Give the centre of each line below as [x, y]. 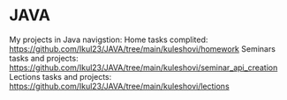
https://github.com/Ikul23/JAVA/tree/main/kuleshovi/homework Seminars [143, 48]
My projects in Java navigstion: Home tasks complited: [109, 39]
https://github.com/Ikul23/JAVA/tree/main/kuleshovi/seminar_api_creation [143, 68]
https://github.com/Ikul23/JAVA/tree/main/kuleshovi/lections [119, 86]
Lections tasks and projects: [60, 76]
